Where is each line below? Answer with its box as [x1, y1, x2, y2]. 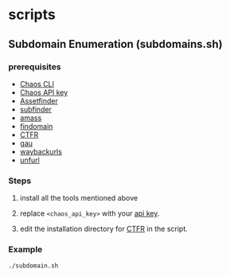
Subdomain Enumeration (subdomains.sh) [8, 37, 223, 51]
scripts [8, 6, 56, 24]
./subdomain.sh [8, 262, 59, 270]
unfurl [19, 155, 40, 165]
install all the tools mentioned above [19, 193, 138, 203]
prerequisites [8, 61, 61, 72]
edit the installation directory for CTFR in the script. [19, 224, 189, 234]
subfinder [19, 104, 52, 114]
